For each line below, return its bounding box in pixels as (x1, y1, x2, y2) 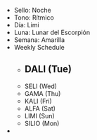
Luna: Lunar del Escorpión (13, 28, 91, 36)
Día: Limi (13, 21, 40, 29)
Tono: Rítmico (13, 13, 54, 22)
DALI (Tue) (24, 63, 72, 76)
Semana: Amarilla (13, 36, 65, 44)
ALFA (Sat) (24, 104, 56, 113)
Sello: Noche (13, 6, 51, 14)
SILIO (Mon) (24, 119, 60, 127)
